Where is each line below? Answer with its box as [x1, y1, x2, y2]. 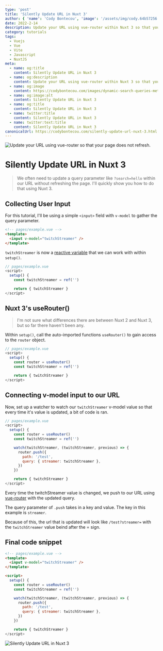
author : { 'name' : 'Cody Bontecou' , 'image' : [5, 16, 98, 21]
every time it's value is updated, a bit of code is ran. [5, 409, 109, 415]
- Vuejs [9, 39, 25, 44]
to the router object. [5, 337, 46, 343]
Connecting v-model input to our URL [5, 391, 120, 400]
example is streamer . [5, 509, 47, 515]
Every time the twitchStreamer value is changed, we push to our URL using [5, 490, 155, 496]
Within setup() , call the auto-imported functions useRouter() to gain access [5, 332, 157, 337]
